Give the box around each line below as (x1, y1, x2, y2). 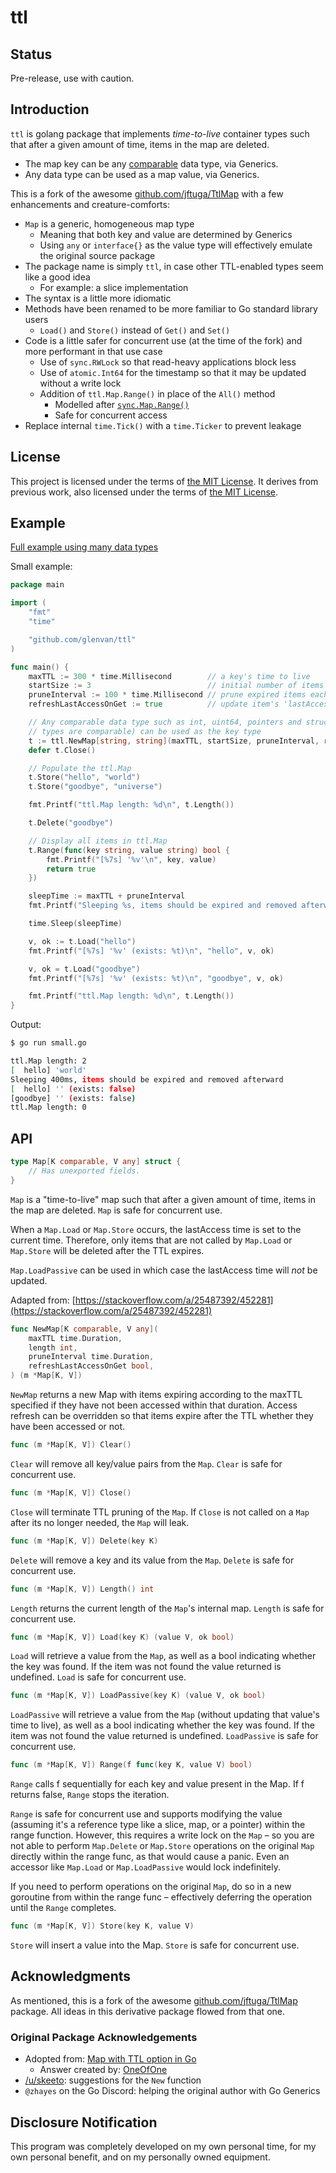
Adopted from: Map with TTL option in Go (24, 2053, 197, 2065)
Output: (10, 1019, 42, 1031)
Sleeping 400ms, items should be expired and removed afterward (10, 1074, 284, 1085)
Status (10, 46, 53, 63)
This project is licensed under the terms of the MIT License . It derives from (10, 475, 319, 487)
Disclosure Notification (10, 2114, 158, 2131)
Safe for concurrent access (54, 409, 168, 421)
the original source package (39, 249, 156, 261)
